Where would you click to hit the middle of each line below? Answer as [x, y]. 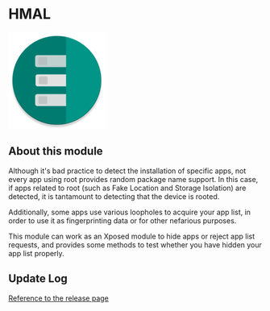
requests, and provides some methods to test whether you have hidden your [135, 245]
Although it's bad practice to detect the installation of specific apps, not [127, 171]
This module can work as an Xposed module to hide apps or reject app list [132, 236]
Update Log [38, 279]
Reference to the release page [58, 298]
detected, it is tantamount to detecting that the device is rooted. [114, 196]
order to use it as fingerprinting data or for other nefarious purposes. [123, 220]
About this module [56, 151]
